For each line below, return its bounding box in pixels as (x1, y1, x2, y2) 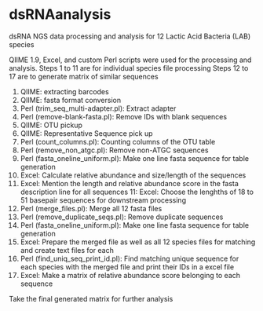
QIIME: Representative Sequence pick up (20, 128, 153, 138)
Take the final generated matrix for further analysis (9, 294, 174, 303)
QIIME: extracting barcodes (20, 86, 109, 96)
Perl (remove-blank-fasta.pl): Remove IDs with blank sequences (20, 112, 227, 121)
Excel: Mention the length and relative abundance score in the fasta (20, 178, 239, 188)
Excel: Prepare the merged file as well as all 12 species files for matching (20, 237, 256, 247)
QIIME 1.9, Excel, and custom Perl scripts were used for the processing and (9, 55, 252, 64)
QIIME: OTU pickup (20, 120, 83, 130)
